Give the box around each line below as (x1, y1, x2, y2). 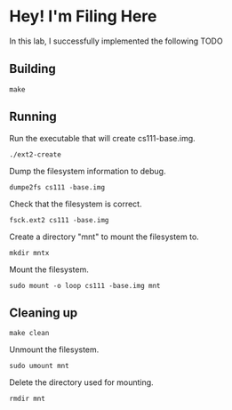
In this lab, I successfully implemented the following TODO (9, 36, 224, 46)
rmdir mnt (9, 394, 46, 404)
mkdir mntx (9, 248, 50, 257)
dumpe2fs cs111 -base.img (9, 182, 105, 192)
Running (9, 109, 58, 125)
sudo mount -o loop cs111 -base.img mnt (9, 281, 162, 290)
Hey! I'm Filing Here (9, 6, 157, 27)
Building (9, 61, 56, 76)
